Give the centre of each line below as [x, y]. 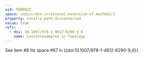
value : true [17, 23]
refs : [10, 28]
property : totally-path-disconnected [43, 18]
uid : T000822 [18, 9]
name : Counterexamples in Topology [50, 37]
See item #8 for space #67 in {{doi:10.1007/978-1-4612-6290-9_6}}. [72, 50]
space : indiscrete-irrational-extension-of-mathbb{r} [60, 14]
